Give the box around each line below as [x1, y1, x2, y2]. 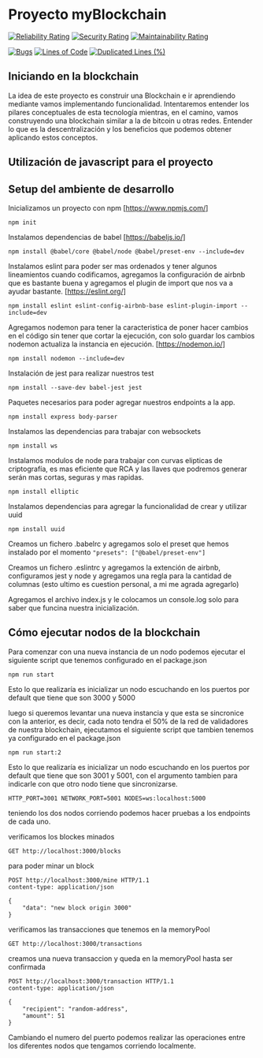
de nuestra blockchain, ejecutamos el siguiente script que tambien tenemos [8, 724, 254, 735]
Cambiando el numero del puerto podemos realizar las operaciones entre [8, 1032, 246, 1042]
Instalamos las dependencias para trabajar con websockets [8, 426, 202, 436]
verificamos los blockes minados [8, 832, 115, 841]
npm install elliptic [8, 488, 80, 495]
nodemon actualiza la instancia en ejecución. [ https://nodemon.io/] [8, 339, 226, 349]
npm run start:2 [8, 748, 61, 757]
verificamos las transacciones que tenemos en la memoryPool [8, 925, 210, 934]
